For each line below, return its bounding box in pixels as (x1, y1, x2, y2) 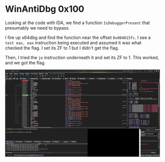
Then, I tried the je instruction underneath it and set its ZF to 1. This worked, (5, 54, 159, 60)
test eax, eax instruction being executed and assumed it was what (5, 39, 141, 45)
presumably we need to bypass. (5, 25, 70, 31)
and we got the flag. (5, 60, 46, 65)
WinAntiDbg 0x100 (5, 3, 84, 15)
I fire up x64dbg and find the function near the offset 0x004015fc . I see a (5, 34, 151, 40)
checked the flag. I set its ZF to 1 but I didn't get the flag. (5, 45, 119, 51)
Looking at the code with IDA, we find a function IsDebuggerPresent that (5, 20, 150, 26)
